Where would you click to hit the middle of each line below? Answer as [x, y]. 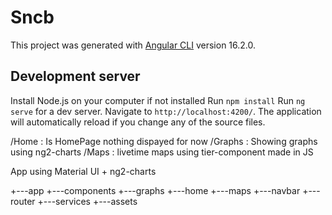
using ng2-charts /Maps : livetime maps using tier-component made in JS [162, 152]
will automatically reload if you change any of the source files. [138, 122]
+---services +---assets [87, 201]
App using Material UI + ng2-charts [83, 171]
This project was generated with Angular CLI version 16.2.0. [133, 45]
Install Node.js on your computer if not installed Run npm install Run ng [158, 100]
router [23, 201]
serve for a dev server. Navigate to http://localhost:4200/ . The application [166, 111]
